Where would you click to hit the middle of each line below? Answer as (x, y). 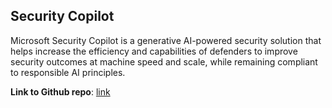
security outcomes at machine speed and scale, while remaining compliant (164, 61)
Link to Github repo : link (60, 91)
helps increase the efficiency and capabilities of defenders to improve (154, 51)
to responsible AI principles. (68, 72)
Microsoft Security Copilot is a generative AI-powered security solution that (166, 40)
